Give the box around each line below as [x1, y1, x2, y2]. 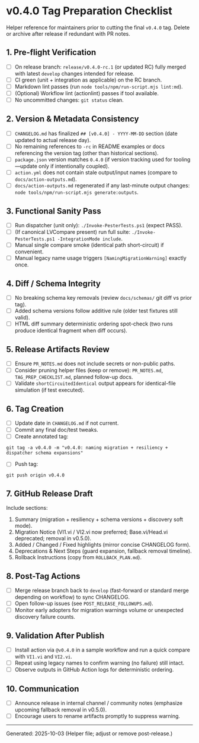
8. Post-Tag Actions [6, 571, 81, 581]
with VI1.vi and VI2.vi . [14, 653, 72, 660]
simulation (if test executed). [14, 387, 85, 394]
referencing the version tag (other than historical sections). [14, 150, 159, 156]
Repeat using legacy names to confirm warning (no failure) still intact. [14, 659, 185, 666]
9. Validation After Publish [6, 631, 105, 641]
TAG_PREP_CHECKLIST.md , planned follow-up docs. [14, 374, 133, 381]
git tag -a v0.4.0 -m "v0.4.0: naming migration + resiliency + [6, 445, 168, 451]
